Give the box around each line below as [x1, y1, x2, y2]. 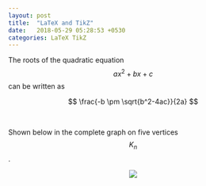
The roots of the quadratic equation [8, 55, 124, 65]
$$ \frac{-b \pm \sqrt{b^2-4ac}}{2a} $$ [67, 97, 199, 106]
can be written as [8, 81, 65, 91]
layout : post [8, 11, 51, 20]
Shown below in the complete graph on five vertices [8, 127, 178, 137]
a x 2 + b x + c [113, 68, 153, 78]
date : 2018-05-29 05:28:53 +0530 [8, 26, 126, 34]
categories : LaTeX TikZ [8, 33, 87, 42]
